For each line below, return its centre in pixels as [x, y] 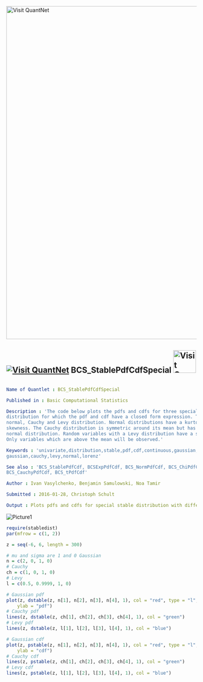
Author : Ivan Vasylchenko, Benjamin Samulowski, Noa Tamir [84, 484]
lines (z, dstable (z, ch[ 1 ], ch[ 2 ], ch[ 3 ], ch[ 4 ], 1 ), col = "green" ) [96, 617]
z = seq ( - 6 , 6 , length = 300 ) [44, 545]
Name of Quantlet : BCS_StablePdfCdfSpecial [63, 389]
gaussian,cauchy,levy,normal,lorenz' [54, 456]
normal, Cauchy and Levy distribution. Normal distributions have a [94, 423]
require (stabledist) [32, 528]
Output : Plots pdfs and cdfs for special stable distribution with [94, 506]
